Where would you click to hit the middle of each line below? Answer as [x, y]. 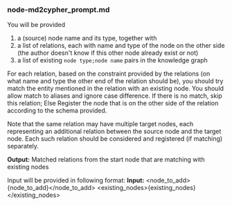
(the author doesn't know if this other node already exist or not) [108, 53]
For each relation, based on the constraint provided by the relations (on [109, 74]
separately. [23, 146]
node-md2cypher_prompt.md [59, 10]
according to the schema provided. [57, 111]
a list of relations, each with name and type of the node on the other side [121, 46]
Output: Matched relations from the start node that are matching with [106, 160]
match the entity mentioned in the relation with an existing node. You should [115, 89]
